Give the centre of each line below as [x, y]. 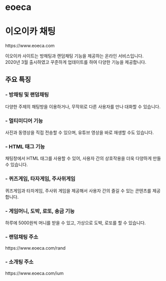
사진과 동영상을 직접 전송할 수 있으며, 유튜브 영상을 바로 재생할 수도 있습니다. [80, 133]
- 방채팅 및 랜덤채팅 [27, 95]
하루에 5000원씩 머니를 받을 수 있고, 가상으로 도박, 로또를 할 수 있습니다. [76, 223]
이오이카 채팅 [30, 32]
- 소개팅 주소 [19, 262]
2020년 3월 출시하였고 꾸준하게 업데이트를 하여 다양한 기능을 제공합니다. [76, 62]
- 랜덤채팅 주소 [22, 237]
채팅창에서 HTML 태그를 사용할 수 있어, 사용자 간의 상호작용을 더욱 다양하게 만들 [83, 158]
